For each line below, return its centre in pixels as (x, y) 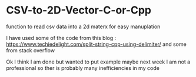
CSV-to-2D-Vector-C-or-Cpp (79, 10)
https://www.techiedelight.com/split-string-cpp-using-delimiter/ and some (96, 44)
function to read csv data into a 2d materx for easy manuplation (83, 26)
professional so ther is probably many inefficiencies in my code (83, 68)
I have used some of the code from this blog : (61, 38)
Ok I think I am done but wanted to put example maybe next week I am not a (98, 62)
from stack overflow (30, 50)
